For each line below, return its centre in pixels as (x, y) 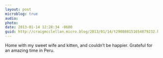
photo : (12, 23)
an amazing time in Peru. (30, 50)
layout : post (18, 9)
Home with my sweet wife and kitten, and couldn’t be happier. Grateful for (79, 45)
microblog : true (21, 14)
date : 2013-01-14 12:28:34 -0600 (39, 27)
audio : (12, 18)
